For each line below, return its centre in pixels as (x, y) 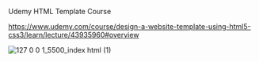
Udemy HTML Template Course (60, 11)
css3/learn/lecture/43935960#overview (74, 35)
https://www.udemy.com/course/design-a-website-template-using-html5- (129, 26)
